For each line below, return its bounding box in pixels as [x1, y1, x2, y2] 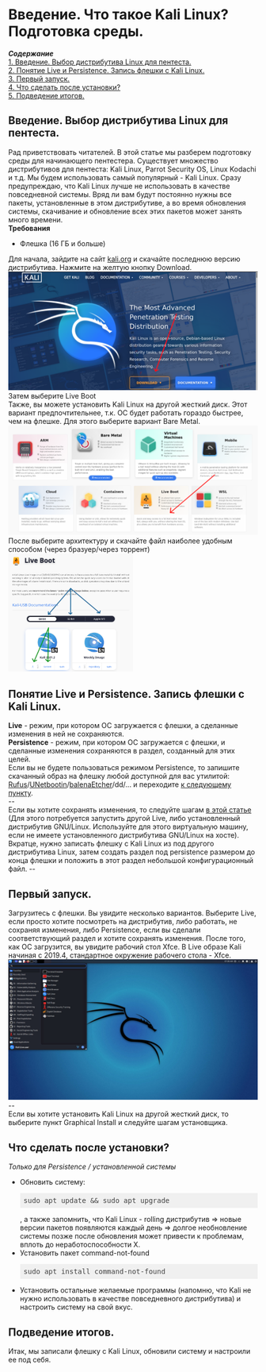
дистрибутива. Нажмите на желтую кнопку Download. [8, 262, 192, 272]
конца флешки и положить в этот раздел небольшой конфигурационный [8, 856, 254, 865]
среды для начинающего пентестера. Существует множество [8, 156, 219, 165]
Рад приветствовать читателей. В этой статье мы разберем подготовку [8, 147, 252, 156]
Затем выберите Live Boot [8, 391, 97, 400]
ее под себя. [8, 1355, 51, 1365]
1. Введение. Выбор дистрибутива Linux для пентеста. [8, 57, 192, 67]
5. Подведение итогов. [8, 91, 85, 100]
